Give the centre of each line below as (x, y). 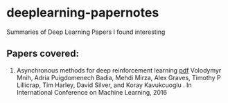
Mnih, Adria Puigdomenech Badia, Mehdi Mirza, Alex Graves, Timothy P (119, 77)
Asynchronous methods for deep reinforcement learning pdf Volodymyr (119, 70)
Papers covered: (43, 54)
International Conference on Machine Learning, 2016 (92, 92)
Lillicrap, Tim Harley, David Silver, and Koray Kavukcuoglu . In (104, 85)
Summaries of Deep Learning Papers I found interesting (86, 32)
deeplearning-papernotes (83, 13)
